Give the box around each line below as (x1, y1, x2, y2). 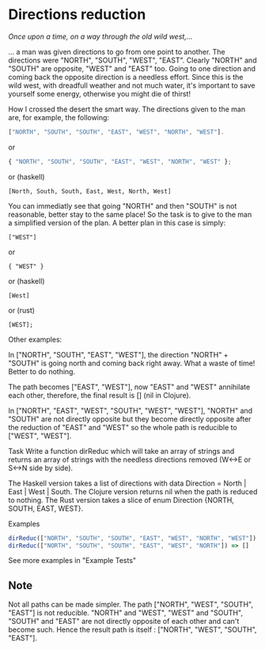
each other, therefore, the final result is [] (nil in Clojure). (8, 390, 191, 400)
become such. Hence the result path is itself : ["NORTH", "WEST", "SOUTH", (8, 625, 257, 634)
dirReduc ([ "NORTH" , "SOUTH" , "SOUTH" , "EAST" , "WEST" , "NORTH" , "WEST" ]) (8, 534, 257, 542)
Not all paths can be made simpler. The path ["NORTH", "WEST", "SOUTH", (8, 599, 253, 610)
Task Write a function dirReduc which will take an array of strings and (8, 446, 235, 455)
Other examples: (8, 334, 62, 344)
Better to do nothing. (8, 366, 76, 376)
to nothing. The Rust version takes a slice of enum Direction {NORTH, (8, 495, 235, 505)
